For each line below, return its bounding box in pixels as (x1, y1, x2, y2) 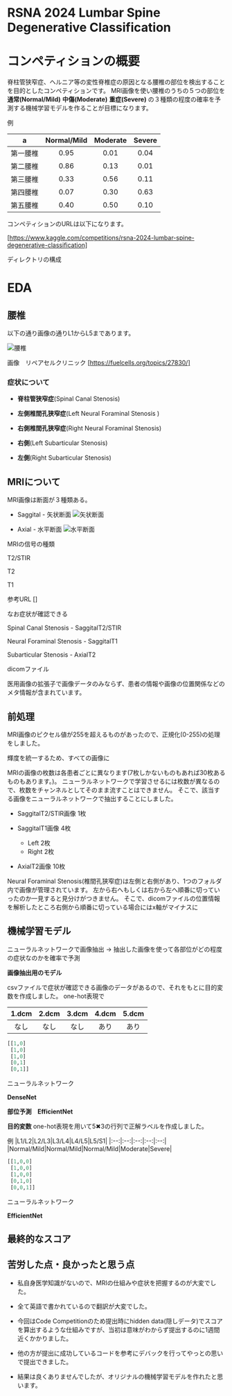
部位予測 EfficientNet (7, 1107, 73, 1116)
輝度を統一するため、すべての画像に (7, 754, 110, 762)
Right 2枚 (27, 848, 54, 856)
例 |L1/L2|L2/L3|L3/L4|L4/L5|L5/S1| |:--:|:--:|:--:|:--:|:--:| (7, 1137, 167, 1145)
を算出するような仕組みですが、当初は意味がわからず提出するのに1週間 (17, 1325, 220, 1334)
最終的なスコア (7, 1234, 71, 1245)
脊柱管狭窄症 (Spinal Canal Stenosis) (17, 394, 121, 403)
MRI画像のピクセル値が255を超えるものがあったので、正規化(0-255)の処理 (7, 730, 220, 739)
